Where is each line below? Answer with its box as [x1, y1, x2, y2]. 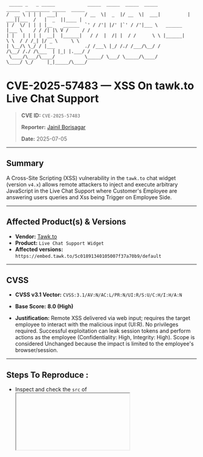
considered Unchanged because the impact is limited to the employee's [14, 340, 195, 348]
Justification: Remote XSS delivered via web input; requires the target [14, 315, 190, 322]
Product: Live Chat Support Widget [14, 239, 105, 246]
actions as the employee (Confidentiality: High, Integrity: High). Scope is [14, 334, 195, 341]
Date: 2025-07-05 [21, 135, 68, 142]
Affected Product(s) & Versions [6, 217, 127, 227]
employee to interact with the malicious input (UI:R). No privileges [14, 321, 179, 328]
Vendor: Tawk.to [14, 232, 57, 240]
